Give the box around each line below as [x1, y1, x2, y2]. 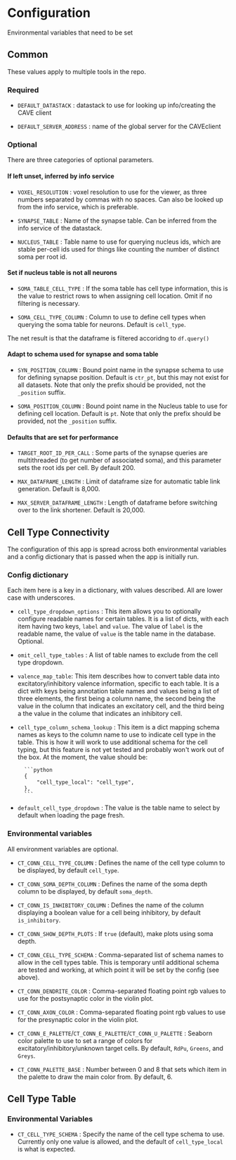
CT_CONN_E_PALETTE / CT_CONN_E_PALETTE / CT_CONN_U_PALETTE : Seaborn [17, 1029, 213, 1037]
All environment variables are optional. [7, 844, 119, 853]
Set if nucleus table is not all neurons [7, 269, 117, 277]
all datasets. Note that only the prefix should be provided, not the [17, 381, 206, 389]
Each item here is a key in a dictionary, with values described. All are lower [7, 586, 223, 595]
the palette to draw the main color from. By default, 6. [17, 1073, 173, 1081]
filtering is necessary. [17, 299, 80, 307]
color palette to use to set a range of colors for [17, 1036, 153, 1044]
